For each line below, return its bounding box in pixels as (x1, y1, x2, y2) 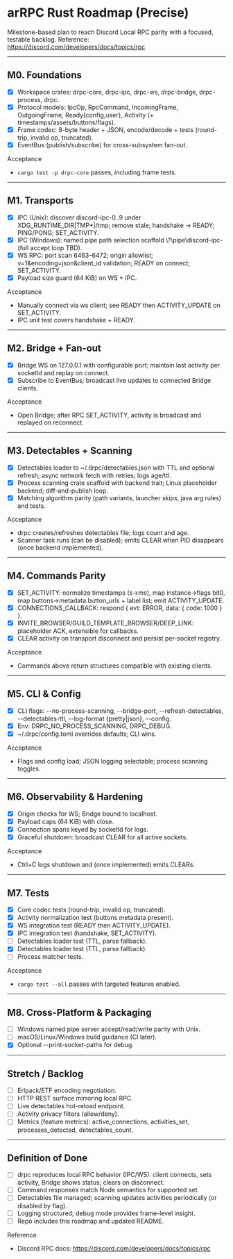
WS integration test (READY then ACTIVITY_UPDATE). (17, 921, 171, 930)
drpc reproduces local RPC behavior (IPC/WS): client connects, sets (17, 1171, 212, 1179)
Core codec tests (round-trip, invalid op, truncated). (17, 905, 166, 914)
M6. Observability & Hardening (7, 791, 144, 803)
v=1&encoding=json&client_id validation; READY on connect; (17, 259, 191, 267)
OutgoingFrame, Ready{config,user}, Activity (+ (17, 110, 154, 119)
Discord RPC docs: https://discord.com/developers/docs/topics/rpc (17, 1244, 211, 1252)
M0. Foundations (7, 69, 82, 81)
